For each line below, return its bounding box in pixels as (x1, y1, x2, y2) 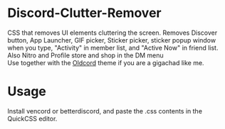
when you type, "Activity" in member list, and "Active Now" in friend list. (7, 43, 219, 52)
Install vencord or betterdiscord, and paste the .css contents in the (7, 106, 203, 115)
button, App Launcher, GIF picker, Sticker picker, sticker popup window (7, 35, 216, 44)
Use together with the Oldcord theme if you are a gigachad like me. (7, 58, 204, 67)
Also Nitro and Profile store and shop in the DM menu (7, 51, 164, 60)
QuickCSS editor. (7, 114, 58, 123)
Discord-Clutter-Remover (7, 5, 162, 21)
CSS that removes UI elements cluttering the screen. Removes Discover (7, 28, 218, 37)
